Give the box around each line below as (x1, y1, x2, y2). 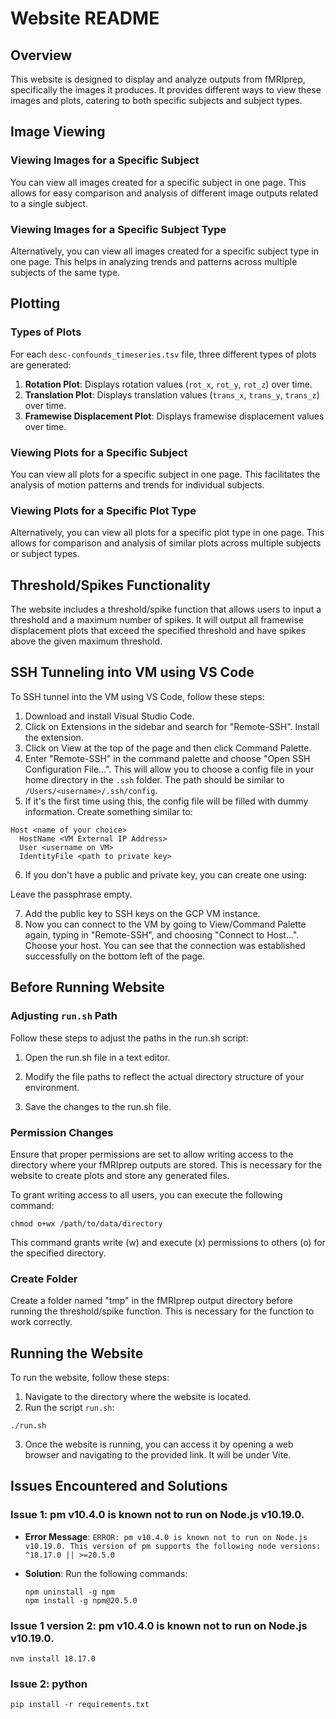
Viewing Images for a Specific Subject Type (10, 222, 227, 236)
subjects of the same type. (10, 266, 121, 278)
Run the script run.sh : (24, 1401, 115, 1413)
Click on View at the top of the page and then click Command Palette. (24, 742, 312, 754)
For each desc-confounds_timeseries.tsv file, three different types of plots (10, 348, 317, 360)
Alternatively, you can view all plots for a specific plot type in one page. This (10, 527, 325, 539)
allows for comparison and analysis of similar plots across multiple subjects (10, 537, 322, 549)
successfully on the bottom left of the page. (24, 950, 206, 962)
